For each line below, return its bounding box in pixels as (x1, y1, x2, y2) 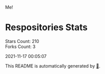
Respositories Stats (5, 22, 88, 33)
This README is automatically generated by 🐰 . (5, 62, 101, 69)
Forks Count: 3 (5, 43, 36, 49)
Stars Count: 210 (5, 38, 39, 44)
